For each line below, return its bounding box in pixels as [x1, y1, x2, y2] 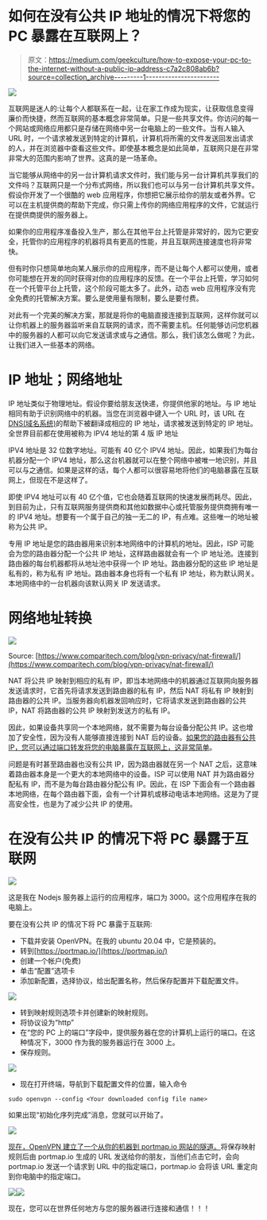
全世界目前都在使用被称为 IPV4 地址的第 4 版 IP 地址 [8, 428, 179, 438]
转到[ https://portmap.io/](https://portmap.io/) [19, 946, 168, 955]
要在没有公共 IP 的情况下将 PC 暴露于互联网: [8, 919, 153, 928]
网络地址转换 [8, 610, 93, 628]
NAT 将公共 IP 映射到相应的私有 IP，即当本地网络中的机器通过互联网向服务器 [8, 676, 259, 685]
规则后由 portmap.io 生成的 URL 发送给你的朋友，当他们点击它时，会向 [8, 1152, 240, 1161]
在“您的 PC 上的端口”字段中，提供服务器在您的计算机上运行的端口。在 [19, 1027, 249, 1037]
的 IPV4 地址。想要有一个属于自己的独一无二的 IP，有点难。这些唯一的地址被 [8, 512, 259, 521]
